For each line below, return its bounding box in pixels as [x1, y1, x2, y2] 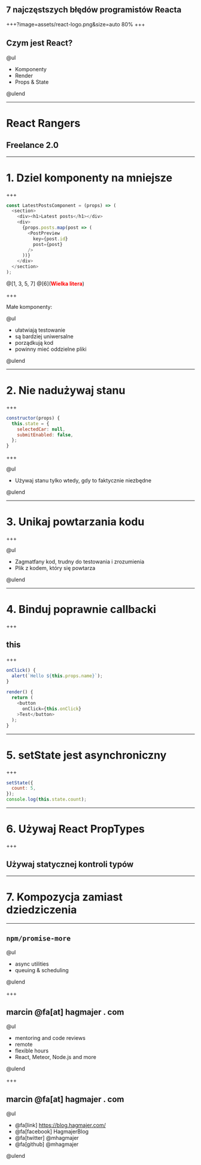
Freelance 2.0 [6, 140, 59, 150]
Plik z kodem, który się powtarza [14, 565, 96, 572]
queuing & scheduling [14, 966, 69, 973]
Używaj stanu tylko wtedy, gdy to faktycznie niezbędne [14, 477, 151, 484]
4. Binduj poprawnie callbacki [6, 603, 157, 616]
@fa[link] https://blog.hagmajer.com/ [14, 1122, 106, 1129]
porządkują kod [14, 339, 54, 346]
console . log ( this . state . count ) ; [6, 796, 87, 803]
